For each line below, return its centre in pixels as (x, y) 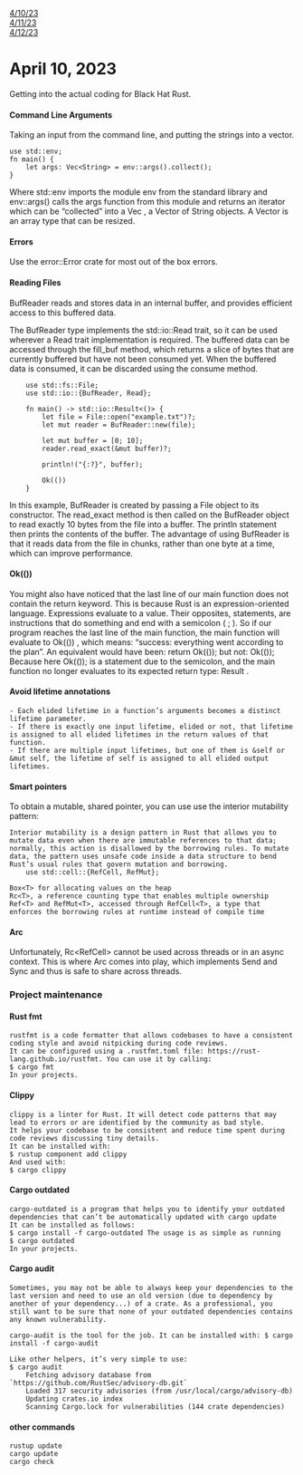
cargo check (32, 1462)
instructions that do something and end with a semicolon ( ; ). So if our (141, 622)
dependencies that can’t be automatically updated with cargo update (143, 1217)
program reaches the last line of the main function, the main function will (145, 632)
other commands (42, 1427)
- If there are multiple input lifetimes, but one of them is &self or (147, 750)
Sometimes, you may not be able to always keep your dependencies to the (151, 1288)
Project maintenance (56, 995)
